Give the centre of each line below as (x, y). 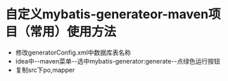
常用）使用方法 (73, 32)
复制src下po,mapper (45, 70)
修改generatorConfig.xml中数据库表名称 (73, 52)
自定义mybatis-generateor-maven (107, 14)
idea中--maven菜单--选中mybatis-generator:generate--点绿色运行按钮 (118, 61)
